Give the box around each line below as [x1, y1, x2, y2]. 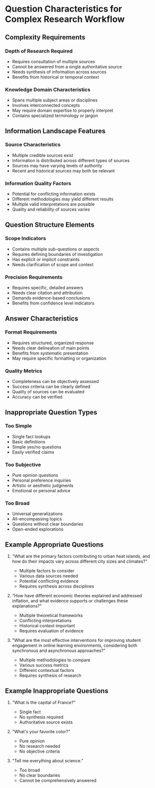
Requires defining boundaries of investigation [12, 251, 103, 257]
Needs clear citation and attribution [12, 290, 83, 296]
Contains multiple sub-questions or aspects [12, 246, 99, 252]
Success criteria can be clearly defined [12, 384, 91, 389]
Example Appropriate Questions [5, 540, 104, 549]
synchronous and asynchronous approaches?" [12, 648, 106, 654]
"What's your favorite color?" [12, 729, 70, 735]
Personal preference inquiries [12, 477, 71, 484]
